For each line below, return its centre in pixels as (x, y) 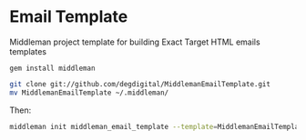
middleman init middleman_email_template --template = (114, 126)
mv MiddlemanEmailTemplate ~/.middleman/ (89, 93)
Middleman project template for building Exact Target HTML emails (135, 42)
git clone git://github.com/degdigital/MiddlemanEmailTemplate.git (140, 84)
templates (28, 51)
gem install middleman (52, 68)
